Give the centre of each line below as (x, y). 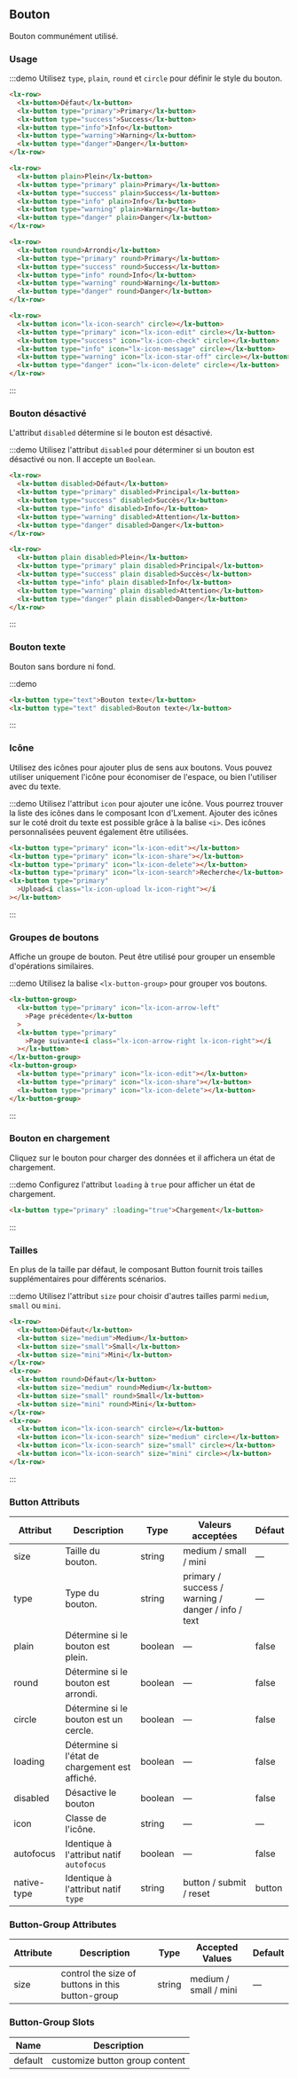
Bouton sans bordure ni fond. (63, 666)
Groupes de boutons (54, 937)
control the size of (98, 1973)
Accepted (217, 1948)
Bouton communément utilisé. (64, 35)
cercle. (79, 1731)
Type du (82, 1594)
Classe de (86, 1818)
